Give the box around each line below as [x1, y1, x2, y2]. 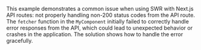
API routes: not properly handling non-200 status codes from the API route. [6, 11, 196, 19]
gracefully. [6, 37, 33, 44]
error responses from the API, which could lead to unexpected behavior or [6, 24, 193, 31]
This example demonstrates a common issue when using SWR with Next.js [6, 5, 194, 12]
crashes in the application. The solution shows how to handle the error [6, 31, 183, 38]
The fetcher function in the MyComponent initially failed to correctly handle [6, 18, 189, 25]
